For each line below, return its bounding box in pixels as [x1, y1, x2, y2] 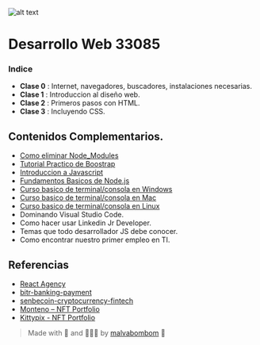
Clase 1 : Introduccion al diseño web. [19, 90, 140, 99]
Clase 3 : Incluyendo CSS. [19, 107, 105, 117]
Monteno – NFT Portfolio [19, 305, 101, 314]
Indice [8, 63, 33, 75]
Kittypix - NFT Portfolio [19, 313, 96, 323]
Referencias [8, 258, 70, 271]
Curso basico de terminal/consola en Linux [19, 201, 160, 211]
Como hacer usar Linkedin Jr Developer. [19, 218, 152, 228]
